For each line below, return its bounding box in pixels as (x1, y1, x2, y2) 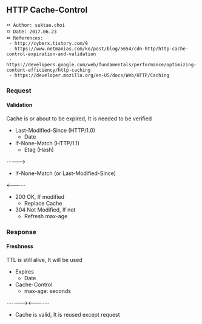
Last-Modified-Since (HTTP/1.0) (15, 126, 96, 134)
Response (6, 227, 36, 236)
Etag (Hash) (24, 146, 55, 153)
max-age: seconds (24, 288, 72, 295)
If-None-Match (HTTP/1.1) (15, 139, 80, 146)
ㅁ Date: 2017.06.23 (6, 29, 57, 35)
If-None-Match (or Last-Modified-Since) (15, 170, 116, 177)
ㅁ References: (6, 35, 44, 41)
